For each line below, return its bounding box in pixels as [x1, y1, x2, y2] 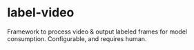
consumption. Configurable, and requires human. [7, 34, 147, 42]
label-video [7, 5, 75, 21]
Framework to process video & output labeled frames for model [7, 27, 188, 36]
